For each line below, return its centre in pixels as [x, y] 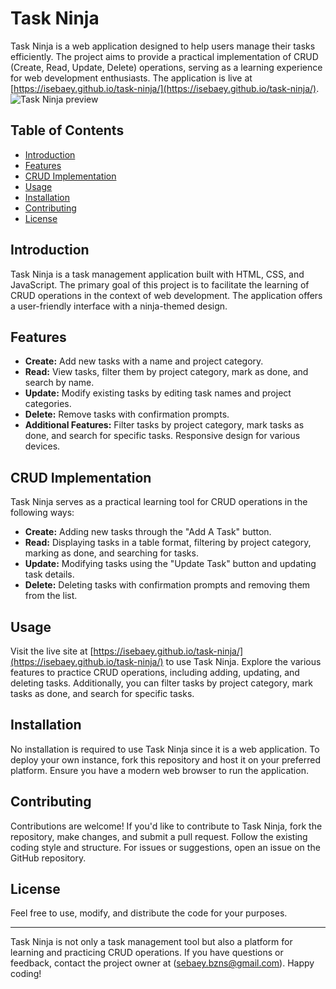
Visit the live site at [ [52, 651]
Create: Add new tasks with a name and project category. [144, 361]
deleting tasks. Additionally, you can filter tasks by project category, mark [161, 683]
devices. [42, 446]
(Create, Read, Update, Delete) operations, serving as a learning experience [166, 67]
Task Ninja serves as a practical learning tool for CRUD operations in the [159, 502]
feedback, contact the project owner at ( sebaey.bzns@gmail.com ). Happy [162, 963]
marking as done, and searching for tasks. [111, 553]
